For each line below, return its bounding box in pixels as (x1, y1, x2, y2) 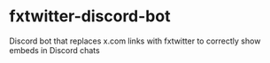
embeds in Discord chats (9, 44, 100, 55)
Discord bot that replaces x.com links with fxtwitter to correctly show (9, 35, 261, 46)
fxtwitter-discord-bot (9, 6, 171, 27)
